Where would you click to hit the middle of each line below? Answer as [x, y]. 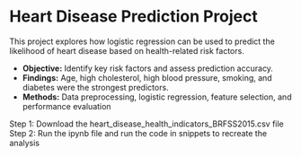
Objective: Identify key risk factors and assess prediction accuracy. [148, 68]
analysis [25, 143]
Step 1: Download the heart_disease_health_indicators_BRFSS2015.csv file [147, 124]
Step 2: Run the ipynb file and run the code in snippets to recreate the [138, 133]
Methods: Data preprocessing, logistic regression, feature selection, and [157, 97]
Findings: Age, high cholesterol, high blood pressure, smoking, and [147, 77]
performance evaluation [66, 106]
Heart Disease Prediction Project [134, 17]
